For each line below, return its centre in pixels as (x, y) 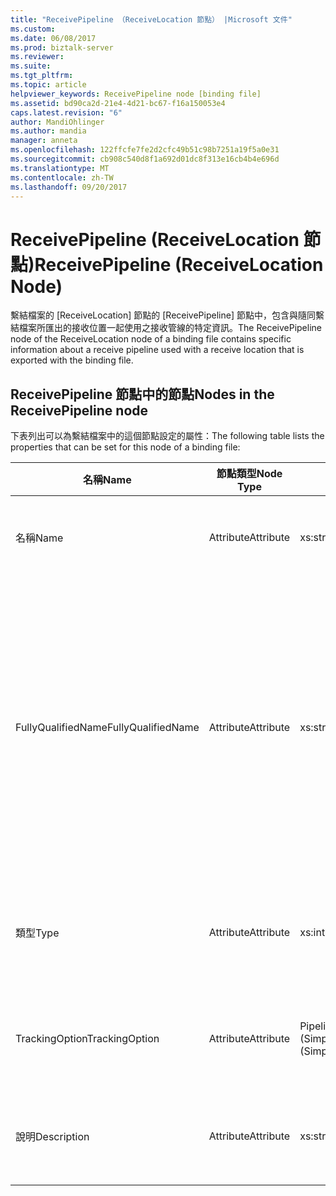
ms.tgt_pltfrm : (42, 76)
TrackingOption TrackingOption (87, 1039)
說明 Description (52, 1137)
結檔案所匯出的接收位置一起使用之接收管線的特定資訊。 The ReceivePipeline (166, 328)
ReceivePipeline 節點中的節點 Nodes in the (142, 394)
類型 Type (37, 933)
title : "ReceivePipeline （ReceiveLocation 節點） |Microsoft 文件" (151, 19)
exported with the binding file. (72, 360)
